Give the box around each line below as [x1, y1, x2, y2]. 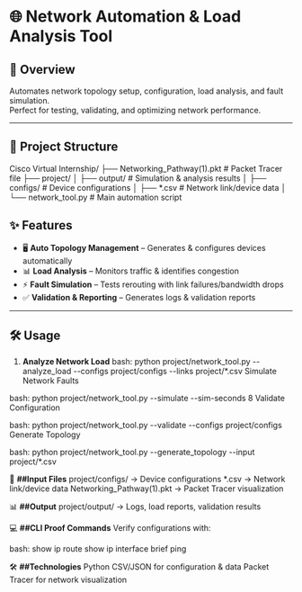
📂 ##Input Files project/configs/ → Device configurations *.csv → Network [9, 474, 286, 485]
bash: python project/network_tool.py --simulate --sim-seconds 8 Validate [9, 393, 286, 404]
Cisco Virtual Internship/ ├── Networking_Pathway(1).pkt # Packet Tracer [9, 163, 283, 174]
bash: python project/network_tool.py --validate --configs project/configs [9, 420, 283, 431]
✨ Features [9, 218, 73, 233]
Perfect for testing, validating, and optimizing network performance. [9, 105, 262, 115]
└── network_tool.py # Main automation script [9, 192, 182, 202]
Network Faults [22, 375, 79, 386]
